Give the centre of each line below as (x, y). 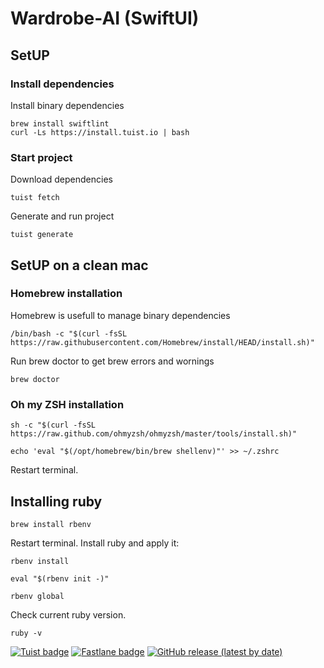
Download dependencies (61, 179)
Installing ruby (56, 501)
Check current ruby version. (68, 614)
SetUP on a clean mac (79, 265)
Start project (41, 157)
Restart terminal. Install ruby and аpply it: (95, 543)
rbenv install (40, 561)
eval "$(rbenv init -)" (60, 578)
